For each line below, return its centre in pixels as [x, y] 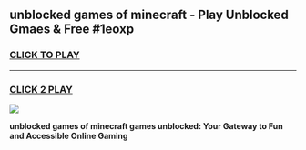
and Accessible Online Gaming [69, 135]
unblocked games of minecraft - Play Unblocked [149, 15]
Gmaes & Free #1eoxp [72, 30]
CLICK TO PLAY [45, 55]
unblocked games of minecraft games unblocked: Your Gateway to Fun [147, 125]
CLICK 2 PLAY [41, 89]
